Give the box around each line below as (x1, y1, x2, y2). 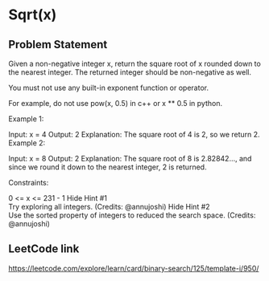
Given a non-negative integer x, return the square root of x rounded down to (8, 59, 262, 68)
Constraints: (8, 178, 49, 187)
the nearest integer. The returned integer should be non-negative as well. (8, 67, 252, 77)
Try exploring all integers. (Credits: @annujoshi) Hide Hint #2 (8, 202, 211, 211)
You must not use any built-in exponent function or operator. (8, 83, 209, 92)
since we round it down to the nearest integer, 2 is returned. (8, 162, 207, 172)
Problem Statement (8, 38, 108, 51)
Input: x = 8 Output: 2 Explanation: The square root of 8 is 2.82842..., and (8, 154, 252, 163)
